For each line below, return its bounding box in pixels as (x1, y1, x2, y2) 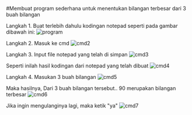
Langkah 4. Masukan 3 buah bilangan (6, 74, 96, 80)
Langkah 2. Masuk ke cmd (6, 40, 70, 46)
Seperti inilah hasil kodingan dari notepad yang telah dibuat (6, 62, 149, 69)
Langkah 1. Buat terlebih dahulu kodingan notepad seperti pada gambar (6, 23, 178, 29)
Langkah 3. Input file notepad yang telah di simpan (6, 51, 128, 57)
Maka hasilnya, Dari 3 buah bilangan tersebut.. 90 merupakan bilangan (6, 85, 176, 92)
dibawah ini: (6, 28, 36, 35)
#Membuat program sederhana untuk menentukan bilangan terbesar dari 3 (6, 5, 187, 12)
